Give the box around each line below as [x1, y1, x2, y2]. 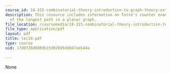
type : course [5, 41, 33, 46]
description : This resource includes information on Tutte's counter [5, 12, 156, 17]
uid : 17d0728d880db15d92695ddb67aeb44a [5, 45, 90, 51]
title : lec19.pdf [5, 36, 42, 41]
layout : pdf [5, 31, 31, 36]
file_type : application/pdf [5, 27, 65, 32]
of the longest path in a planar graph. [10, 17, 97, 22]
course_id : [5, 7, 28, 13]
